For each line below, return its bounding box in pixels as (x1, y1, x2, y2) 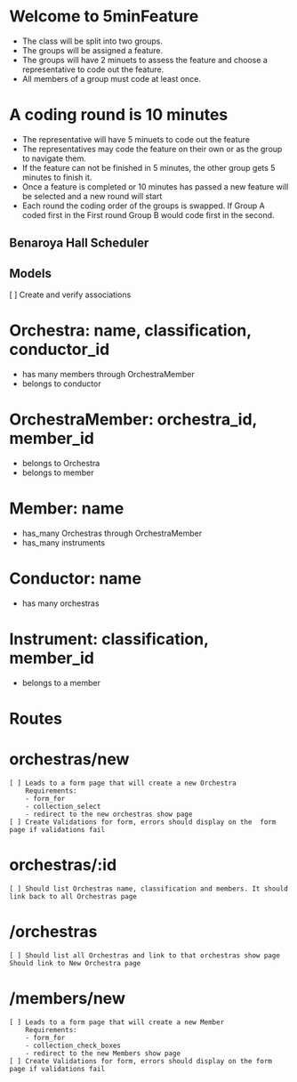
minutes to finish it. (21, 172, 92, 182)
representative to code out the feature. (21, 64, 165, 75)
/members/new (9, 988, 126, 1008)
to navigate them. (21, 153, 87, 164)
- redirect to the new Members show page (25, 1048, 181, 1058)
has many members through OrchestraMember (21, 369, 196, 380)
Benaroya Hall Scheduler (9, 236, 149, 251)
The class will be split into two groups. (21, 36, 163, 46)
